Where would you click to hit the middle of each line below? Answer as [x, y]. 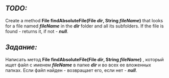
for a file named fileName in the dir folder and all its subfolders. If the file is [85, 26]
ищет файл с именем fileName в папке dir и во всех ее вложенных [78, 65]
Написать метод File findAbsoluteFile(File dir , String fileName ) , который [85, 59]
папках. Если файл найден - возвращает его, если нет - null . [71, 70]
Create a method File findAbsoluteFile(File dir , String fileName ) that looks [84, 20]
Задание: [21, 47]
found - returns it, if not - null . [37, 31]
